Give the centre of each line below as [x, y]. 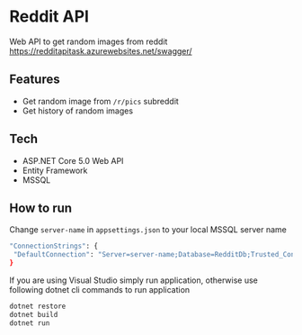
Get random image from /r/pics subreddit [101, 101]
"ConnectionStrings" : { [54, 246]
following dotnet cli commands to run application [100, 290]
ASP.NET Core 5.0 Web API [73, 160]
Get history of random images [77, 111]
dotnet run [30, 323]
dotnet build [34, 314]
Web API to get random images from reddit [89, 41]
